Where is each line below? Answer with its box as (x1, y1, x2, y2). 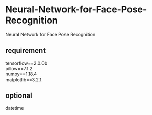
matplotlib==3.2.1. (5, 76, 43, 83)
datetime (5, 105, 24, 111)
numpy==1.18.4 (5, 71, 37, 77)
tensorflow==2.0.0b (5, 60, 48, 66)
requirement (5, 46, 46, 55)
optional (5, 91, 32, 100)
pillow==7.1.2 (5, 65, 33, 71)
